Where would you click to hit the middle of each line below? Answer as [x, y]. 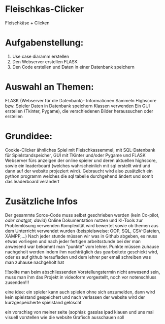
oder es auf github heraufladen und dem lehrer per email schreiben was [78, 257]
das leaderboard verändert [33, 181]
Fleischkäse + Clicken [27, 23]
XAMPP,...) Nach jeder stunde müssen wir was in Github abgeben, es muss [81, 236]
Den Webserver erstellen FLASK [45, 61]
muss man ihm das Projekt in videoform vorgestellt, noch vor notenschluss [81, 277]
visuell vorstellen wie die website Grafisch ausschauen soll [65, 317]
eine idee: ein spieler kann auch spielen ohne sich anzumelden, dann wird [80, 292]
